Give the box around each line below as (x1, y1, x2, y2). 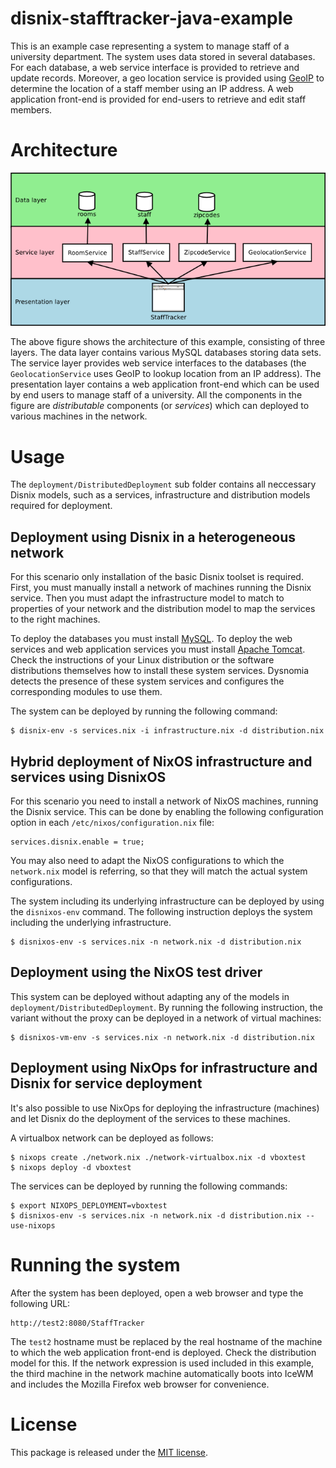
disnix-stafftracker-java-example (10, 7, 294, 30)
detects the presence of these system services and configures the (10, 675, 285, 687)
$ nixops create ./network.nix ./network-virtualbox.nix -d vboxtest (10, 1152, 307, 1162)
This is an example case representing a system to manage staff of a (10, 40, 290, 52)
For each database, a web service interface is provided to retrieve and (10, 61, 300, 73)
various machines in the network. (10, 410, 148, 422)
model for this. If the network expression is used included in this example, (10, 1357, 315, 1369)
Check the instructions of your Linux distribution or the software (10, 654, 275, 666)
